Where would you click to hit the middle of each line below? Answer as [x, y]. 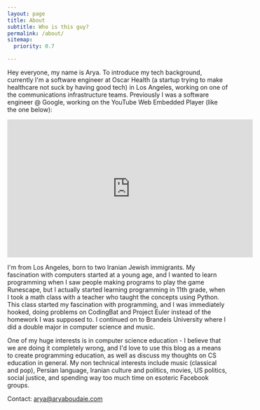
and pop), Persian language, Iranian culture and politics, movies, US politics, [117, 370]
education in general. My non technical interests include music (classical [112, 363]
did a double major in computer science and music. [81, 327]
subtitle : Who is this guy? [48, 27]
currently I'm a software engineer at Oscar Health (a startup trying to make [115, 80]
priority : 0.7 [34, 46]
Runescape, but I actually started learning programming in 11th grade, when [116, 289]
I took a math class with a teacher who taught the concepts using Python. [113, 297]
